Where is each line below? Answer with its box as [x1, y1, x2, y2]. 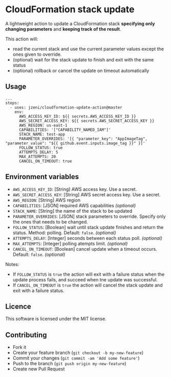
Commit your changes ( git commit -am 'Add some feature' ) [12, 355, 140, 361]
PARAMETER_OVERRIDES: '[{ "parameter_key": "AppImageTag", [18, 136, 147, 141]
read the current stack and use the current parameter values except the [12, 46, 164, 52]
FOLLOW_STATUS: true [18, 145, 63, 150]
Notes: [5, 261, 19, 267]
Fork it [12, 344, 27, 350]
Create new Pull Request [12, 366, 65, 372]
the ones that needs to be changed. [12, 218, 88, 225]
